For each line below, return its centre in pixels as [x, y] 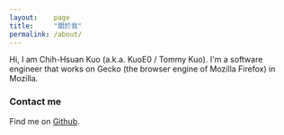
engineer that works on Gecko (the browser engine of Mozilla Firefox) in [142, 69]
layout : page [40, 17]
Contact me [35, 102]
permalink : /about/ [46, 34]
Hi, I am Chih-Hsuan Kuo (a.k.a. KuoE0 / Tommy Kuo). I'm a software [136, 60]
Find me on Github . [44, 121]
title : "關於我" [46, 26]
